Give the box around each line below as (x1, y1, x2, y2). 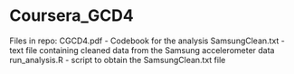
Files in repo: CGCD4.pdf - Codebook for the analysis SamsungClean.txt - (9, 35, 285, 46)
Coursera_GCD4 (9, 5, 134, 26)
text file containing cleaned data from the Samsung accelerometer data (9, 44, 275, 55)
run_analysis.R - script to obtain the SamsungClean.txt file (9, 54, 226, 65)
